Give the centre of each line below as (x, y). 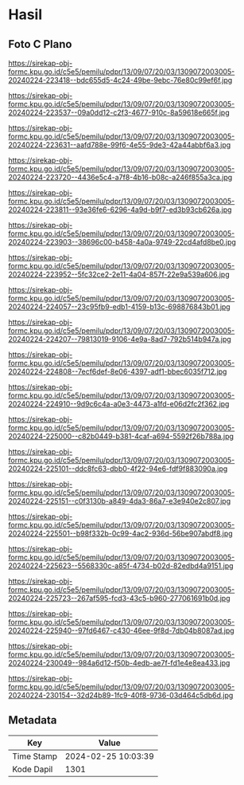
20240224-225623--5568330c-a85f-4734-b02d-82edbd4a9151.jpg (121, 566)
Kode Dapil (33, 769)
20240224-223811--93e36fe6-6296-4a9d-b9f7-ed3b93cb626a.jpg (120, 210)
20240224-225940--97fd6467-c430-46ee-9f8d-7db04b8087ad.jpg (121, 630)
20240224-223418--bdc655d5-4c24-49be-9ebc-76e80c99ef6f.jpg (120, 80)
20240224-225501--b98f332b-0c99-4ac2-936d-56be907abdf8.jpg (120, 533)
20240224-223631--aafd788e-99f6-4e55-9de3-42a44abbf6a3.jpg (120, 145)
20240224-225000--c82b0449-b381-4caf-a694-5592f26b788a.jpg (121, 436)
